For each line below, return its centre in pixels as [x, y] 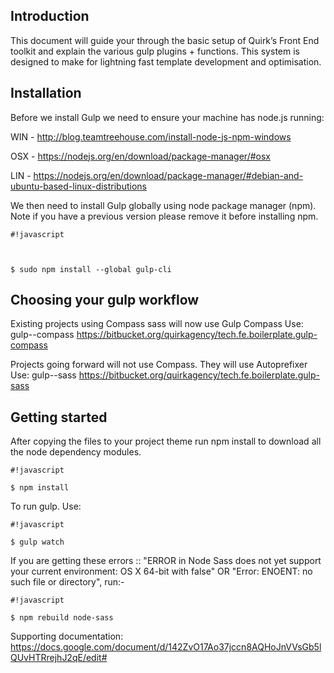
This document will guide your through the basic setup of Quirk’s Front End [165, 40]
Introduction [50, 16]
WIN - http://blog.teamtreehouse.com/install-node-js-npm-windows [151, 136]
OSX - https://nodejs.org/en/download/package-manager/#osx [140, 156]
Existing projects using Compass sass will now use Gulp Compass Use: [157, 324]
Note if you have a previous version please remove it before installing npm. [164, 216]
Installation [46, 93]
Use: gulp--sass [43, 375]
